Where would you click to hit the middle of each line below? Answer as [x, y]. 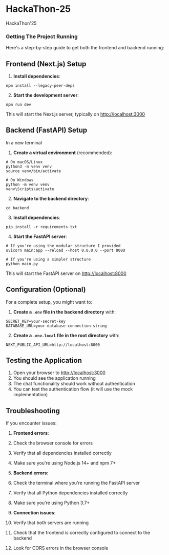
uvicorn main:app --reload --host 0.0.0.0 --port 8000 [66, 250]
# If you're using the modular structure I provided [63, 246]
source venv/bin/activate [33, 171]
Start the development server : [46, 95]
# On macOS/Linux [24, 162]
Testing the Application [44, 360]
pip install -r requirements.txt [41, 227]
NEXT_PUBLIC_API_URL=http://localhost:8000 [53, 345]
